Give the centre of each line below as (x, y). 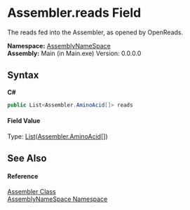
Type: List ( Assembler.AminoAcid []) (58, 136)
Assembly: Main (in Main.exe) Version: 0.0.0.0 (74, 53)
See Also (27, 159)
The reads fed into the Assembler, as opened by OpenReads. (95, 32)
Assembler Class (32, 192)
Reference (23, 176)
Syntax (23, 75)
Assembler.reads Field (74, 13)
